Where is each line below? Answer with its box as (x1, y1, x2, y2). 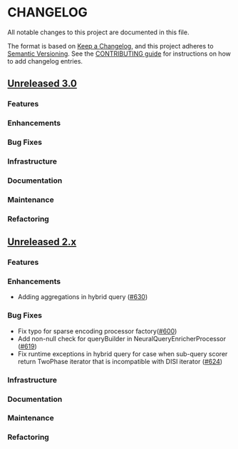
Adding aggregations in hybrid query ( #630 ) (17, 293, 148, 301)
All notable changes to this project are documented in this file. (7, 28, 190, 36)
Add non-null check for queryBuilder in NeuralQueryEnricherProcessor (17, 334, 227, 343)
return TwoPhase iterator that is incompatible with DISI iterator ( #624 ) (17, 357, 223, 365)
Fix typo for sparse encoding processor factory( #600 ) (17, 326, 177, 336)
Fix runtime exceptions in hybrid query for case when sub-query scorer (17, 349, 228, 358)
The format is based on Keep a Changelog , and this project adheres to (7, 41, 214, 50)
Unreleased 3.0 (7, 78, 77, 90)
